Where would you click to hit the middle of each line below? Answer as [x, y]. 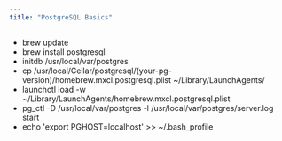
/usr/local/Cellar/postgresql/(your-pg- [103, 70]
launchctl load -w [54, 89]
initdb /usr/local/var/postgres [75, 61]
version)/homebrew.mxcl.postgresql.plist [96, 79]
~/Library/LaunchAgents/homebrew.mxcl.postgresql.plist [126, 99]
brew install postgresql [63, 52]
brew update [45, 42]
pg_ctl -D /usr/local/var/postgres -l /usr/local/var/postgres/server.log [148, 108]
